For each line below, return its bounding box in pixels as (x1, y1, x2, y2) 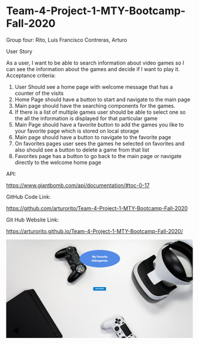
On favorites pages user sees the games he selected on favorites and (14, 140, 185, 147)
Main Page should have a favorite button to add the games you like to (14, 121, 184, 128)
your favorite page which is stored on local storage (14, 127, 139, 134)
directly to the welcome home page (14, 159, 102, 166)
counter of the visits (14, 89, 64, 97)
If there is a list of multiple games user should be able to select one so (14, 108, 186, 115)
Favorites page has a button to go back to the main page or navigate (14, 152, 182, 159)
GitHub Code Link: (6, 193, 52, 200)
